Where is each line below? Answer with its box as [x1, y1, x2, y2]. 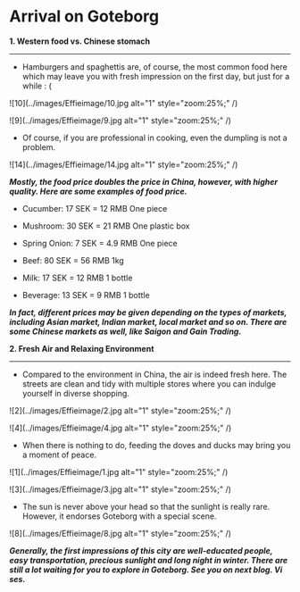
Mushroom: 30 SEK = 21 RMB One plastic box [21, 221, 190, 231]
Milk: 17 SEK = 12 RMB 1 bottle [21, 272, 133, 283]
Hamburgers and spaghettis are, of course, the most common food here [21, 61, 287, 72]
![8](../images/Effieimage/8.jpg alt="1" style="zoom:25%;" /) [9, 528, 232, 538]
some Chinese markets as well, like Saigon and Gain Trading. [9, 326, 242, 337]
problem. [21, 141, 56, 153]
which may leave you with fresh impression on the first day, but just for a [21, 71, 290, 81]
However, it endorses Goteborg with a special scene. [21, 511, 217, 521]
